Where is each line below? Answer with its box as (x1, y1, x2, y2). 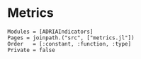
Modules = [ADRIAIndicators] (7, 28, 94, 35)
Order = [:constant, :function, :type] (7, 40, 132, 47)
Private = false (7, 46, 55, 53)
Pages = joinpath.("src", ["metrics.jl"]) (7, 34, 135, 41)
